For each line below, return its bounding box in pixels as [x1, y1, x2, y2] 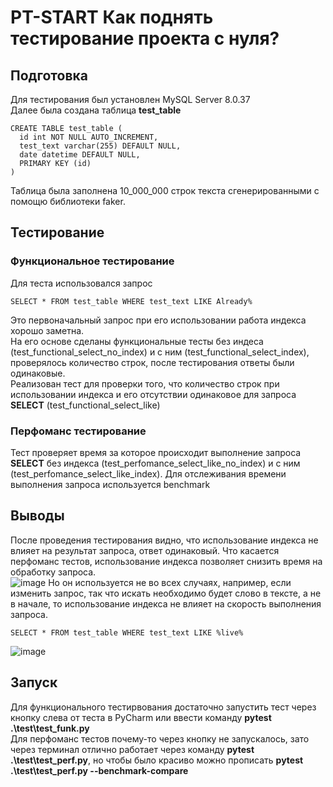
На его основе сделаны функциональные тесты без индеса [10, 335, 264, 347]
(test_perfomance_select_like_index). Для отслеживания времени [10, 467, 287, 480]
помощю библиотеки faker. [10, 196, 126, 207]
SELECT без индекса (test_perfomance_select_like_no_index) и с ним [10, 457, 301, 469]
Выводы [10, 507, 65, 525]
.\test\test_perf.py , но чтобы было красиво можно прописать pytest [10, 754, 304, 766]
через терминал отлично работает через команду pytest [10, 743, 255, 755]
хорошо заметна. [10, 324, 85, 336]
